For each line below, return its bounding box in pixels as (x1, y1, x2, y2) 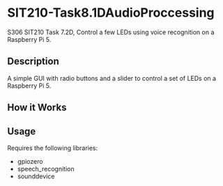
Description (7, 56, 59, 68)
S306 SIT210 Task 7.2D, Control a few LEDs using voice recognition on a (7, 28, 215, 36)
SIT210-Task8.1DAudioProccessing (7, 5, 215, 21)
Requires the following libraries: (7, 144, 98, 152)
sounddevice (17, 172, 55, 180)
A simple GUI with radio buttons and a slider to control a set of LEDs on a (7, 74, 217, 82)
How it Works (7, 102, 67, 114)
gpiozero (17, 157, 43, 165)
